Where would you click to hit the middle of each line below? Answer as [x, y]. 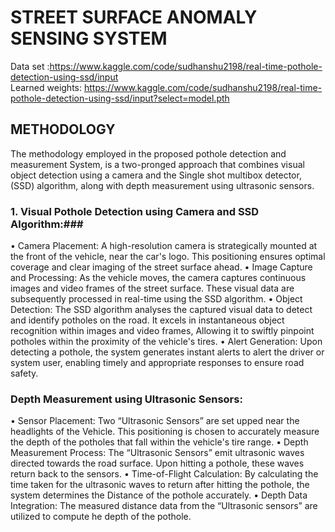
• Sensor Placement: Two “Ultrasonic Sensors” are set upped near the [155, 421]
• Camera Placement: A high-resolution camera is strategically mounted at [164, 246]
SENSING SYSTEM [89, 38]
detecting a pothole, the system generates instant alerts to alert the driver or [167, 352]
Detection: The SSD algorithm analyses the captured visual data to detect [161, 310]
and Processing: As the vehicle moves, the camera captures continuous [158, 278]
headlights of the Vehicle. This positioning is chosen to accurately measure [165, 432]
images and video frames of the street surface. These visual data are [152, 288]
